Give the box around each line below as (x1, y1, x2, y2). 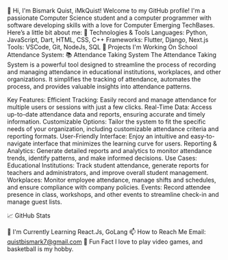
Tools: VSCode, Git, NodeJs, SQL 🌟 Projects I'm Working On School (7, 43, 198, 51)
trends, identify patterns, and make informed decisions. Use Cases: (7, 154, 197, 162)
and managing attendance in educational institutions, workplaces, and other (7, 68, 221, 75)
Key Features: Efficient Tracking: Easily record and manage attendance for (7, 96, 217, 104)
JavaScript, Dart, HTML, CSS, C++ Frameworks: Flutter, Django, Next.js (7, 36, 209, 44)
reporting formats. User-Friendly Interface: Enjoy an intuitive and (7, 132, 190, 140)
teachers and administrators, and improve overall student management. (7, 169, 209, 176)
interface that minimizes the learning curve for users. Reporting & (33, 139, 218, 147)
